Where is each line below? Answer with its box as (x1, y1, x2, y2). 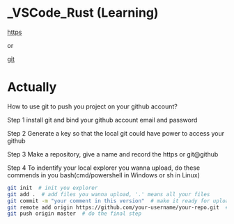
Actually (7, 79, 57, 95)
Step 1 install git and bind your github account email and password (7, 115, 198, 124)
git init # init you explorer (7, 184, 98, 191)
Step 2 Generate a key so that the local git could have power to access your (7, 129, 225, 137)
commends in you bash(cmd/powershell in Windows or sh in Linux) (7, 170, 200, 179)
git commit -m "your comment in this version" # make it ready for (7, 197, 210, 205)
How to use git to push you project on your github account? (7, 102, 178, 111)
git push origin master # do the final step (7, 210, 141, 217)
